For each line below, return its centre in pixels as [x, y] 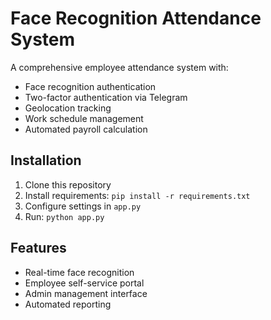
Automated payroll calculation [86, 129]
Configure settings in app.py [83, 206]
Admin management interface [86, 293]
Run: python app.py [64, 216]
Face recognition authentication [90, 86]
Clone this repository [68, 184]
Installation [46, 160]
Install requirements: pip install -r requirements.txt [137, 195]
